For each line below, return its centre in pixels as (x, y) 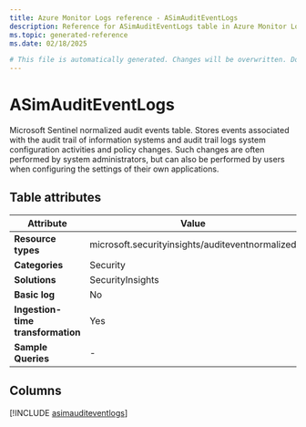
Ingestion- (38, 309)
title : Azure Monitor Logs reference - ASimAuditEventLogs (124, 18)
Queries (32, 359)
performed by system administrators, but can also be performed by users (147, 160)
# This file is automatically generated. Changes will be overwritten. (148, 60)
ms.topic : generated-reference (69, 35)
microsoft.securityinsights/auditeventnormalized (193, 245)
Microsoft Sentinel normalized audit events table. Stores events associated (149, 130)
